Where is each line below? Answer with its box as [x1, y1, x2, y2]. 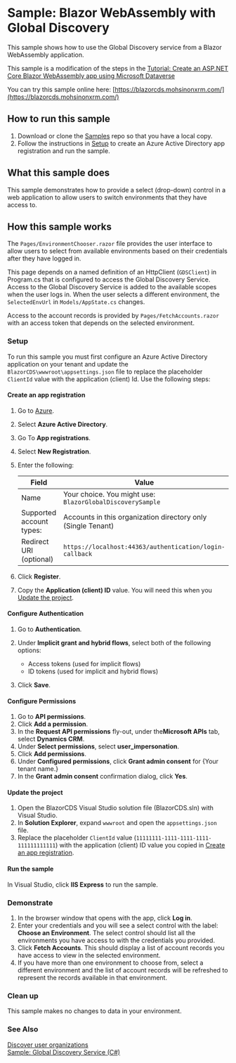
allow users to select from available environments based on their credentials [7, 247, 228, 256]
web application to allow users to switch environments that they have [7, 193, 207, 202]
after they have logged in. [7, 254, 81, 263]
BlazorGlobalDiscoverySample [63, 498, 161, 506]
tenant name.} [17, 765, 58, 773]
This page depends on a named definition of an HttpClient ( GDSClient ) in [7, 268, 217, 277]
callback [63, 550, 93, 557]
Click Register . [17, 572, 61, 581]
